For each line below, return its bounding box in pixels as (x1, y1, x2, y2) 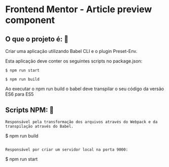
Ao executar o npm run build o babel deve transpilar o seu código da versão (5, 86, 164, 92)
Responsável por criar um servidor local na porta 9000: (5, 147, 128, 152)
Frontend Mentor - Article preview (5, 4, 152, 15)
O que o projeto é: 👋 (5, 35, 69, 43)
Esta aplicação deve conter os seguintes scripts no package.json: (5, 58, 143, 64)
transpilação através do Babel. (5, 124, 74, 129)
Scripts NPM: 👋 (5, 106, 54, 115)
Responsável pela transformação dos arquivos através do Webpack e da (5, 119, 158, 124)
